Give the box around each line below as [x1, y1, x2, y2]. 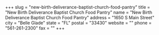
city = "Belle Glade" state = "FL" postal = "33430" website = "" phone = [5, 20, 152, 26]
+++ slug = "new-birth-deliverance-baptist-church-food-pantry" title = [5, 4, 150, 10]
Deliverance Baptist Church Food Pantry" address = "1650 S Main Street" [5, 15, 155, 20]
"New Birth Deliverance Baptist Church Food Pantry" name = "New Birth [5, 9, 153, 15]
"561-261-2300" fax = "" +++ [5, 25, 65, 31]
